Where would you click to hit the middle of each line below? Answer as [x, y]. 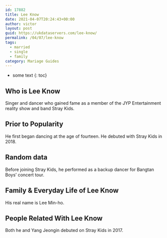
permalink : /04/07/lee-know [34, 38]
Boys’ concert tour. [25, 175]
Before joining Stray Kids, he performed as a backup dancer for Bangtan [79, 169]
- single [19, 52]
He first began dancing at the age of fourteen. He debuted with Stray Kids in [84, 136]
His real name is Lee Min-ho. [35, 202]
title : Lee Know [22, 15]
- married [20, 47]
